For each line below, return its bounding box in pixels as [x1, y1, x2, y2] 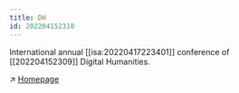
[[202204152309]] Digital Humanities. [9, 56, 151, 67]
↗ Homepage [9, 73, 60, 84]
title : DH [9, 13, 47, 23]
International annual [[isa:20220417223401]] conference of [9, 46, 230, 57]
